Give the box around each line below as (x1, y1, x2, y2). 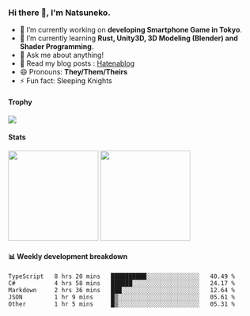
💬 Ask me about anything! (19, 51, 104, 60)
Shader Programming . (19, 42, 94, 51)
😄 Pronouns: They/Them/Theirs (19, 67, 128, 77)
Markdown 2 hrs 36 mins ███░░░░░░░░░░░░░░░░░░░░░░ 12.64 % (8, 286, 236, 294)
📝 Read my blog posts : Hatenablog (19, 59, 135, 68)
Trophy (8, 97, 33, 106)
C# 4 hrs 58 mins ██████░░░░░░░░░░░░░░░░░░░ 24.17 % (8, 279, 236, 287)
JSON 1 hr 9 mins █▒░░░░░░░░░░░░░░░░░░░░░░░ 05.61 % (8, 293, 236, 301)
